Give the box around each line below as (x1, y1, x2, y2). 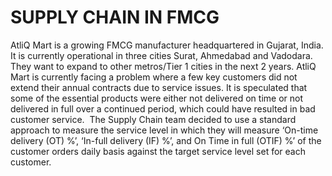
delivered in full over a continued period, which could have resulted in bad (10, 102, 316, 115)
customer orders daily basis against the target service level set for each (10, 145, 306, 157)
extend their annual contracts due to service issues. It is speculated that (10, 81, 308, 93)
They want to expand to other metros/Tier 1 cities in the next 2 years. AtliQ (10, 60, 317, 72)
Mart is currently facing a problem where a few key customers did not (10, 71, 298, 83)
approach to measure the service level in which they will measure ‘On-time (10, 124, 319, 136)
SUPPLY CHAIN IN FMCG (10, 6, 220, 29)
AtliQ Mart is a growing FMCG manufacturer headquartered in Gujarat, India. (10, 39, 324, 51)
